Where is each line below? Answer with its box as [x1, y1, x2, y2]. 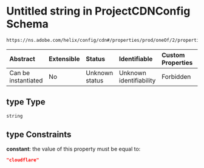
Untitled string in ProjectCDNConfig [6, 4, 191, 18]
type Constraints [6, 129, 72, 140]
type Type [6, 97, 46, 107]
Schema [6, 17, 49, 31]
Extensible [48, 55, 80, 63]
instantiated [9, 76, 43, 84]
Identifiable [118, 55, 153, 63]
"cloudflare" [6, 157, 39, 163]
